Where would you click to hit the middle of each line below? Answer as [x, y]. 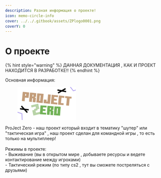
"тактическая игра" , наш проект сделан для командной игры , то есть [80, 133]
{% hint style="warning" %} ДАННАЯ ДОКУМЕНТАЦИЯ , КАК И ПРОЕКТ [80, 65]
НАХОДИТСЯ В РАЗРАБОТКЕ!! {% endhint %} [53, 71]
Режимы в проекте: [26, 149]
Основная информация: [30, 80]
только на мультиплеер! [30, 138]
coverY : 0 [15, 26]
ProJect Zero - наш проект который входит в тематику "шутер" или [76, 128]
